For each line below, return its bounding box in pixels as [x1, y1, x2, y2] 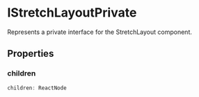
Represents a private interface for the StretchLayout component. [7, 28, 193, 36]
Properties [7, 48, 54, 60]
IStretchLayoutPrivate [7, 5, 137, 21]
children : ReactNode [7, 85, 67, 91]
